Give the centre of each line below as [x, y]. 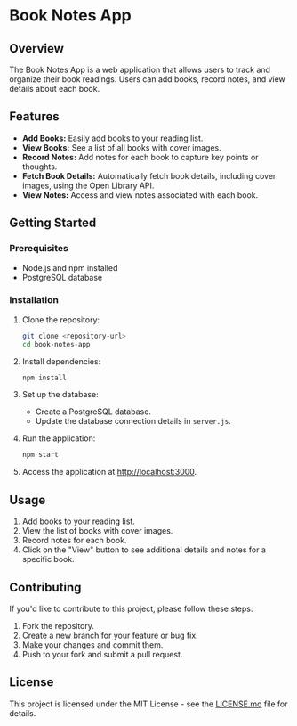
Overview [37, 49]
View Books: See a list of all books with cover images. [122, 147]
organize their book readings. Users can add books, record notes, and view [148, 79]
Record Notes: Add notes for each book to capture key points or [140, 157]
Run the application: [59, 438]
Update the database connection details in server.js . [133, 421]
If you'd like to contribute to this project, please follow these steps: [131, 608]
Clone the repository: [61, 319]
